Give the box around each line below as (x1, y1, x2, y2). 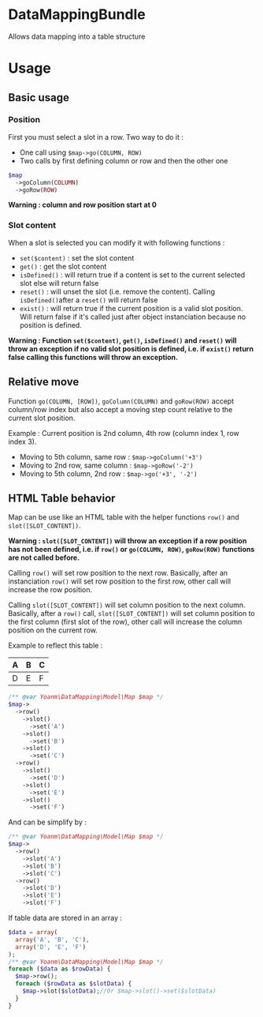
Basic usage (8, 91, 69, 104)
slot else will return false (19, 278, 99, 287)
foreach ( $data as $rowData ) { (8, 965, 111, 973)
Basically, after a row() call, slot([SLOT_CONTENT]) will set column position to (8, 609, 256, 618)
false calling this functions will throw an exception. (8, 352, 179, 362)
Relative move (8, 375, 80, 388)
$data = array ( (8, 929, 58, 936)
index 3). (8, 437, 37, 446)
